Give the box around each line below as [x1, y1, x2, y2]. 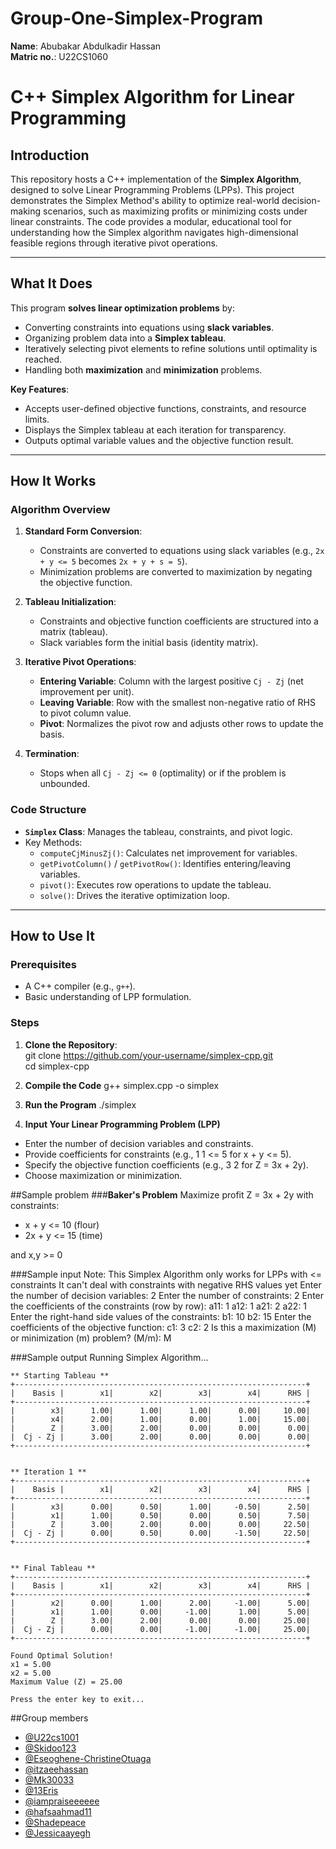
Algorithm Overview [10, 503, 111, 517]
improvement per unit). [39, 686, 135, 698]
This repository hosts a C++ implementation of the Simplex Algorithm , [10, 173, 302, 185]
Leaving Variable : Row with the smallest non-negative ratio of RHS [39, 697, 316, 709]
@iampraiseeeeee [24, 1795, 100, 1807]
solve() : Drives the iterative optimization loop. [39, 889, 230, 901]
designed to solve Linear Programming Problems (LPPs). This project [10, 183, 295, 196]
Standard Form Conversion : [24, 525, 143, 537]
